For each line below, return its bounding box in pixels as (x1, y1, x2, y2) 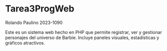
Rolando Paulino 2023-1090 (5, 19, 63, 25)
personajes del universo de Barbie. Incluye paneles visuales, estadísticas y (5, 34, 159, 40)
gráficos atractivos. (5, 39, 45, 45)
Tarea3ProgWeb (5, 3, 74, 14)
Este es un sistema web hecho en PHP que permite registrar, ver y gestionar (5, 29, 162, 35)
